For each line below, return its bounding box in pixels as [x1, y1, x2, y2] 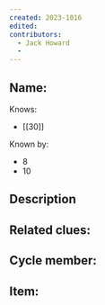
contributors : [9, 30, 63, 39]
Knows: [9, 103, 38, 114]
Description [9, 192, 76, 207]
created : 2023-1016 [9, 13, 83, 22]
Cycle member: [9, 253, 97, 268]
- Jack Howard [17, 38, 70, 48]
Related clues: [9, 222, 92, 238]
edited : [9, 22, 39, 31]
